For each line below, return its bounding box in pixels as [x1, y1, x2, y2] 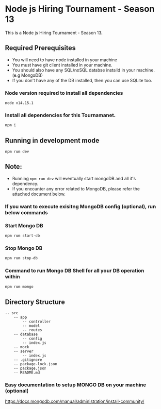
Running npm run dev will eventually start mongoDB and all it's [12, 175, 136, 181]
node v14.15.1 [5, 101, 34, 105]
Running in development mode [5, 136, 99, 144]
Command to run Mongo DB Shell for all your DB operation [5, 267, 145, 274]
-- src [5, 310, 18, 315]
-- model [22, 323, 40, 328]
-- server [14, 349, 34, 354]
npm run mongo [5, 284, 34, 290]
